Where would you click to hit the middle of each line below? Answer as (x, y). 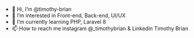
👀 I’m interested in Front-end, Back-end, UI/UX (69, 15)
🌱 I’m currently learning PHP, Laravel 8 (59, 22)
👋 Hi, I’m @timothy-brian (42, 9)
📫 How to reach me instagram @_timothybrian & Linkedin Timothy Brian (100, 28)
